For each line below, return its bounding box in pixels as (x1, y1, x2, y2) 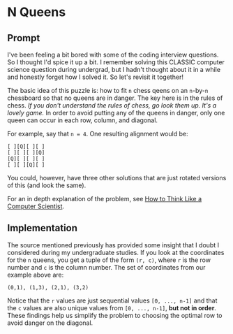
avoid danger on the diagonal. (7, 319, 93, 327)
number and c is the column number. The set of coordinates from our (7, 263, 206, 271)
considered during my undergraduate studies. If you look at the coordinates (7, 248, 225, 256)
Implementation (7, 222, 78, 234)
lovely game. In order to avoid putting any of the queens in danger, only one (7, 109, 225, 117)
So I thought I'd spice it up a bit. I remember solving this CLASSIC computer (7, 58, 225, 66)
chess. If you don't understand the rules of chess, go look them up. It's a (7, 101, 217, 109)
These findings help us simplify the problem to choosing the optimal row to (7, 311, 223, 319)
